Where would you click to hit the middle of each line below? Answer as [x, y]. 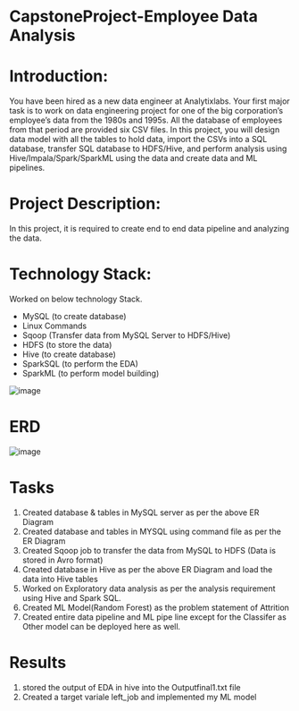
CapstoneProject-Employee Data [134, 17]
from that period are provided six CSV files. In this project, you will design [145, 130]
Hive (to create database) [69, 354]
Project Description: [85, 204]
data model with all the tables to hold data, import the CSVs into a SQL [138, 140]
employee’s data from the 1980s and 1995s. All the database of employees [146, 120]
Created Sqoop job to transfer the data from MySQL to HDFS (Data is [149, 550]
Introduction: [59, 76]
